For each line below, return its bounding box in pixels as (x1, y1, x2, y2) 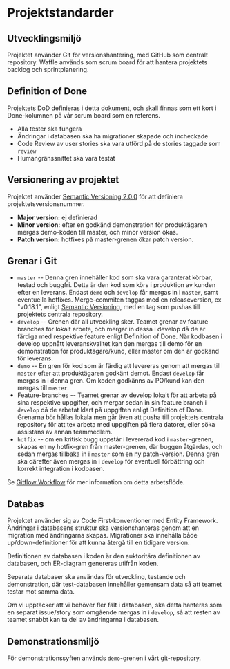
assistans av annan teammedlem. (17, 428, 113, 437)
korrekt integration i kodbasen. (17, 465, 105, 473)
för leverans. (17, 354, 54, 363)
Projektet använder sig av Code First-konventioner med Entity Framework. (7, 517, 218, 525)
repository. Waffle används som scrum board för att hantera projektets (7, 58, 208, 66)
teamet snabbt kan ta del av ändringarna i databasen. (7, 616, 159, 624)
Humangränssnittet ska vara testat (17, 154, 115, 162)
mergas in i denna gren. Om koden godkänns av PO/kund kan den (17, 376, 205, 385)
